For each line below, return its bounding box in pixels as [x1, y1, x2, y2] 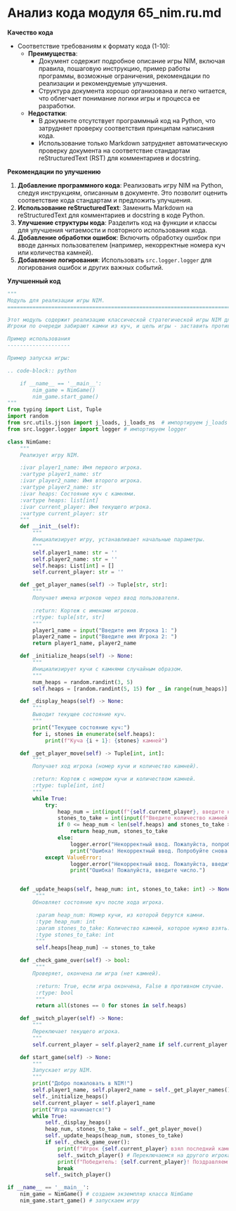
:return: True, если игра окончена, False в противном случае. [35, 983, 225, 990]
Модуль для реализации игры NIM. [7, 297, 105, 304]
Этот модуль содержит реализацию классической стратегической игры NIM [7, 316, 221, 323]
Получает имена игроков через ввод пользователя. [32, 595, 181, 602]
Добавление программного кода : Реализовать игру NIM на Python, [17, 181, 223, 189]
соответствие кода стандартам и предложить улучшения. [17, 195, 192, 205]
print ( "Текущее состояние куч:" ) [32, 724, 131, 731]
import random [7, 413, 49, 420]
